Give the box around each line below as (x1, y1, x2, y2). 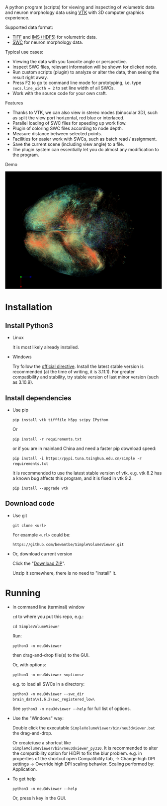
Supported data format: (5, 24, 53, 30)
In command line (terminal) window (12, 604, 85, 610)
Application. (12, 766, 37, 772)
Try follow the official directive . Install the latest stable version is (12, 363, 144, 369)
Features (5, 100, 23, 106)
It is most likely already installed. (12, 344, 80, 350)
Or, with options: (12, 661, 46, 668)
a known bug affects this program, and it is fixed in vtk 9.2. (12, 475, 133, 481)
